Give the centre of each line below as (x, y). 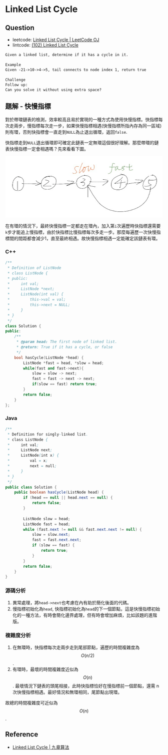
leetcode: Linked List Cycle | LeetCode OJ (56, 40)
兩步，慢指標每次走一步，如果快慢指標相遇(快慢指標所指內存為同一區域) (88, 126)
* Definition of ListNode (34, 268)
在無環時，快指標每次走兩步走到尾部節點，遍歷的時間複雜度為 (76, 647)
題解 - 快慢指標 (28, 106)
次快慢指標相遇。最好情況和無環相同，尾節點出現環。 (67, 692)
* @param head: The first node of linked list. (67, 342)
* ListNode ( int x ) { (33, 456)
